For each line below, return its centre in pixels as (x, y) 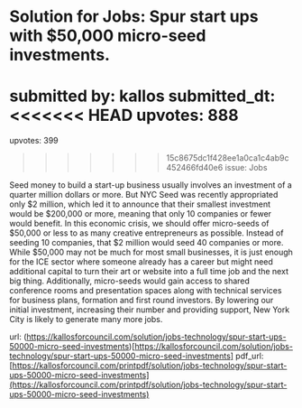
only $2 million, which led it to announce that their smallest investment (140, 204)
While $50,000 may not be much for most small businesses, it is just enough (151, 252)
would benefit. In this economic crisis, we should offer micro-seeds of (139, 224)
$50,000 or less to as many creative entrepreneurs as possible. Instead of (146, 233)
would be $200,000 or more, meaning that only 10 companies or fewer (141, 214)
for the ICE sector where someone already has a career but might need (141, 262)
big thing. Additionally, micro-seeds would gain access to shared (130, 281)
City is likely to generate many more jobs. (86, 320)
